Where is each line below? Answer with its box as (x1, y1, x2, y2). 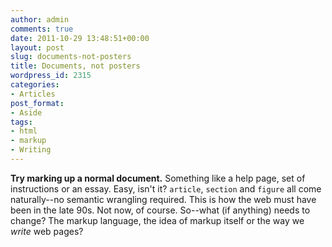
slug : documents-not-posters (10, 52, 132, 62)
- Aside (10, 107, 43, 118)
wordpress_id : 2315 (10, 71, 92, 81)
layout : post (10, 42, 65, 53)
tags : (10, 117, 33, 127)
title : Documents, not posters (10, 61, 141, 71)
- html (10, 126, 38, 136)
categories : (10, 80, 60, 90)
